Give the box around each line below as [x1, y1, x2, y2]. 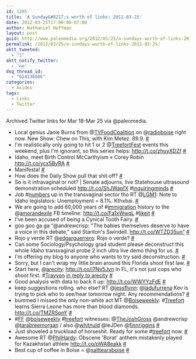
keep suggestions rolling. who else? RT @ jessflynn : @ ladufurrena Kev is [14, 284, 188, 291]
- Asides [11, 85, 33, 91]
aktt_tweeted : [6, 47, 41, 53]
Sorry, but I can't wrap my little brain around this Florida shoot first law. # [14, 259, 190, 266]
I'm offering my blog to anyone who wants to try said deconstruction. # [14, 253, 185, 260]
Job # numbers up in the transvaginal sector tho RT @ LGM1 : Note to [14, 191, 177, 198]
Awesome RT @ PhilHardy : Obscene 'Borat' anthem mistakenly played [14, 334, 183, 341]
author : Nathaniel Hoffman [6, 25, 72, 31]
